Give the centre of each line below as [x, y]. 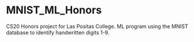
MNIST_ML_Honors [54, 10]
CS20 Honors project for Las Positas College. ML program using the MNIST [97, 26]
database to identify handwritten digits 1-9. [58, 32]
